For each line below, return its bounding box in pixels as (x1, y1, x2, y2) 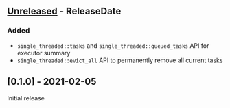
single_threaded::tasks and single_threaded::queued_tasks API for (16, 41, 209, 50)
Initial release (7, 94, 45, 102)
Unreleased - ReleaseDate (7, 5, 122, 17)
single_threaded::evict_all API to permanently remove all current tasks (16, 56, 223, 64)
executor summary (16, 49, 71, 57)
